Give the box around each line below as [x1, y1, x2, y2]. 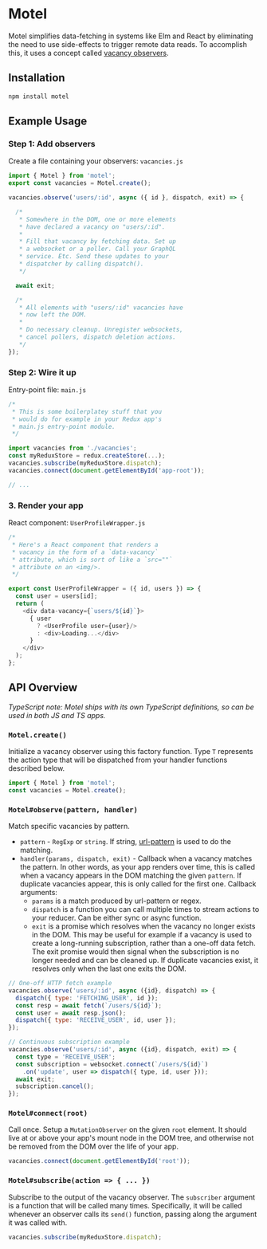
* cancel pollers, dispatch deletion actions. [18, 333, 177, 341]
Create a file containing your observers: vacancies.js [8, 156, 183, 166]
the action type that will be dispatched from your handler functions [8, 755, 228, 765]
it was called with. [8, 1217, 68, 1227]
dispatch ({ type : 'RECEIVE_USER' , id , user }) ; [15, 1016, 177, 1024]
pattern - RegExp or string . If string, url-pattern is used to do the [19, 837, 231, 846]
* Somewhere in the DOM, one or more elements [18, 215, 177, 223]
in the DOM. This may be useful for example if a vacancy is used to [31, 930, 253, 940]
